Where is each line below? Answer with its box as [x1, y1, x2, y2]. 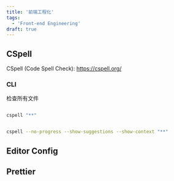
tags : [6, 15, 20, 21]
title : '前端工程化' [6, 9, 54, 15]
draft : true [6, 26, 37, 32]
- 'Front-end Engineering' [12, 20, 81, 26]
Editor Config [6, 146, 58, 156]
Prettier [6, 166, 36, 177]
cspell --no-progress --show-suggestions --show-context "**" [6, 129, 168, 135]
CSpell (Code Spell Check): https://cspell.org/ [6, 65, 122, 72]
